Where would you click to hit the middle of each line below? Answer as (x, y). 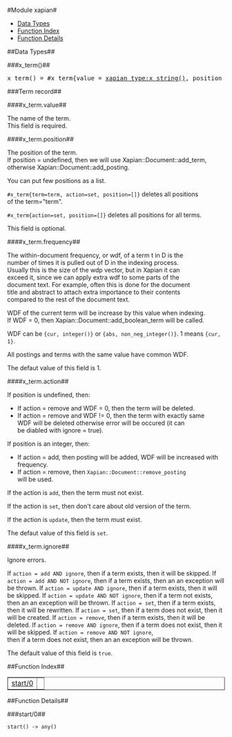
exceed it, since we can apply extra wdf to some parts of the (93, 277)
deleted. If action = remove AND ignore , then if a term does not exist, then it (115, 625)
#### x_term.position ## (41, 139)
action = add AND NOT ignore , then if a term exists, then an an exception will (116, 581)
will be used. (35, 479)
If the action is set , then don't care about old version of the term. (99, 506)
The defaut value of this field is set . (58, 533)
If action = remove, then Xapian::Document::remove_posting (101, 472)
